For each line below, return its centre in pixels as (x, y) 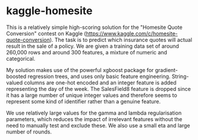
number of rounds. (29, 132)
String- (180, 76)
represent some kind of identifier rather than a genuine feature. (84, 101)
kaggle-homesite (50, 11)
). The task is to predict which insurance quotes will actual (121, 40)
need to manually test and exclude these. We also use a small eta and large (98, 125)
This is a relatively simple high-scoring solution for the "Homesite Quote (94, 27)
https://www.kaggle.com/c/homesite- (132, 33)
